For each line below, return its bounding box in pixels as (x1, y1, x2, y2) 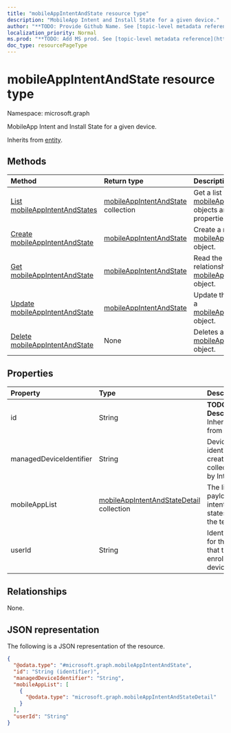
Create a (193, 224, 221, 234)
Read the (193, 253, 223, 262)
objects (193, 204, 218, 214)
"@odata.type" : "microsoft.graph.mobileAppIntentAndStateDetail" (25, 694, 217, 701)
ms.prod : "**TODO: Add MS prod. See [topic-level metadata (7, 36, 180, 43)
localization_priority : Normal (7, 29, 97, 36)
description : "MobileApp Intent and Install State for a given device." (7, 17, 220, 23)
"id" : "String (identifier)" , (13, 668, 100, 675)
